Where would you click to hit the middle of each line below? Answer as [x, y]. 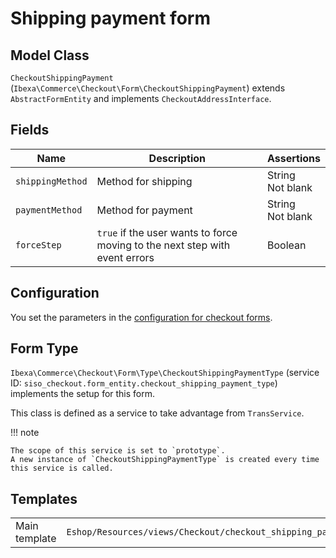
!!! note [25, 433]
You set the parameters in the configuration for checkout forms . [141, 317]
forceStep [38, 245]
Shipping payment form [110, 18]
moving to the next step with [163, 245]
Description [177, 158]
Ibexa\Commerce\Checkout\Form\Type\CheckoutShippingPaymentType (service [165, 373]
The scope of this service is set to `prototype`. [118, 451]
